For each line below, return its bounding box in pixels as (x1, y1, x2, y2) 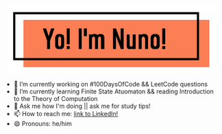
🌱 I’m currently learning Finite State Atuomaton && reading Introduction (13, 87, 214, 96)
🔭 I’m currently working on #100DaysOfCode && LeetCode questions (13, 80, 208, 88)
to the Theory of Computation (13, 95, 98, 102)
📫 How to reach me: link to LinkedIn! (13, 110, 119, 118)
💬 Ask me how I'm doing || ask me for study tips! (13, 102, 151, 110)
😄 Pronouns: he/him (13, 120, 72, 128)
